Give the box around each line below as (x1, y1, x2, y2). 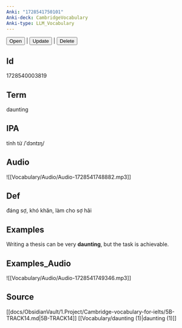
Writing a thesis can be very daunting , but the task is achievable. (6, 241, 169, 248)
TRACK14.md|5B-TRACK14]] (6, 314, 77, 322)
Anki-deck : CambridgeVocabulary (6, 15, 88, 21)
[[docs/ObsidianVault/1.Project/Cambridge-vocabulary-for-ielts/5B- (6, 308, 175, 315)
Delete (59, 38, 75, 44)
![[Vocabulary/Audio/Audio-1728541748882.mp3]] (6, 173, 132, 180)
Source (6, 292, 35, 302)
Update (32, 38, 50, 44)
